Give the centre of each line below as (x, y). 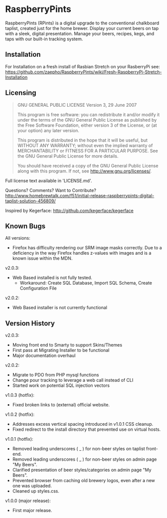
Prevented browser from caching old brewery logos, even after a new (84, 481)
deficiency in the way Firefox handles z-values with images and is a (82, 253)
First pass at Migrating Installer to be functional (61, 350)
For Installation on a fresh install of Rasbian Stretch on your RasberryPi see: (83, 66)
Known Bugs (25, 226)
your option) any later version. (48, 130)
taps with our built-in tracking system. (44, 39)
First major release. (32, 511)
